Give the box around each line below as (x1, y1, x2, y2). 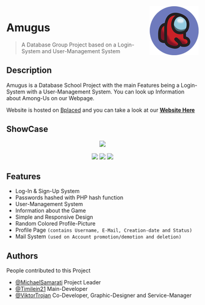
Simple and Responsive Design (15, 213, 93, 221)
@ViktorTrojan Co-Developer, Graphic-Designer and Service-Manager (15, 292, 192, 299)
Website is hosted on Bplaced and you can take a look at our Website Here (6, 106, 195, 114)
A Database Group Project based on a (21, 41, 117, 48)
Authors (6, 251, 38, 261)
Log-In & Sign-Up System (15, 188, 80, 195)
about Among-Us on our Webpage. (6, 94, 95, 101)
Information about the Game (15, 207, 87, 215)
